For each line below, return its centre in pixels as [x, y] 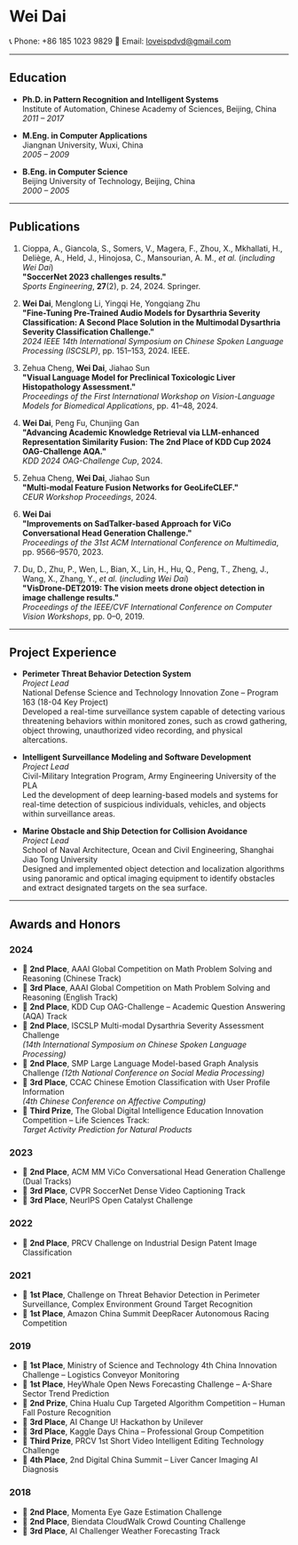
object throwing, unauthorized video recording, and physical [132, 730]
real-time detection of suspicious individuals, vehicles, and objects [144, 805]
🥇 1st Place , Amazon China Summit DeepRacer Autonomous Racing [145, 1313]
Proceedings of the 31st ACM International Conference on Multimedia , [150, 542]
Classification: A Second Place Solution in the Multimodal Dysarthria [151, 322]
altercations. [45, 740]
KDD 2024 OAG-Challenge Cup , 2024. [92, 461]
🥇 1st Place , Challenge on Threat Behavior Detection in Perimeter [141, 1294]
